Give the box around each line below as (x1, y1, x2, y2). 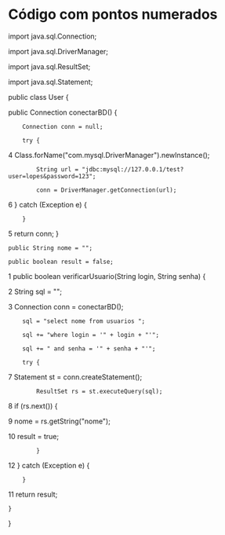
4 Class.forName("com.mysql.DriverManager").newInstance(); (8, 150, 210, 159)
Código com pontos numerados (8, 5, 218, 24)
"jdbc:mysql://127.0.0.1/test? (82, 165, 184, 174)
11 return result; (8, 489, 58, 499)
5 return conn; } (8, 229, 60, 238)
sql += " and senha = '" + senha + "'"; (22, 344, 156, 353)
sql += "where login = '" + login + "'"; (22, 331, 159, 339)
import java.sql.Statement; (8, 77, 93, 86)
